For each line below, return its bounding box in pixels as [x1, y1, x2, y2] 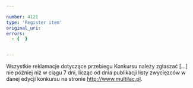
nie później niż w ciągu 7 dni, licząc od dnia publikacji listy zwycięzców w [6, 69, 186, 76]
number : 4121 [6, 14, 39, 20]
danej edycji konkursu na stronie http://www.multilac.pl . [6, 76, 143, 83]
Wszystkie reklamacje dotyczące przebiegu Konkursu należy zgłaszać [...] [6, 63, 188, 70]
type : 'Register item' [6, 19, 62, 26]
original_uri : [6, 25, 42, 31]
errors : [6, 30, 26, 36]
